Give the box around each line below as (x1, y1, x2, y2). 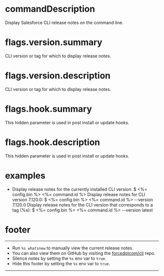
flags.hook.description (5, 137, 100, 148)
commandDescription (5, 3, 95, 15)
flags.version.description (5, 70, 111, 81)
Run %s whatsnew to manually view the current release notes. (12, 245, 134, 251)
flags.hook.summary (5, 104, 92, 115)
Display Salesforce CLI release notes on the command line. (5, 20, 123, 25)
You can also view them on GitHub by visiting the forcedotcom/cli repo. (12, 250, 156, 256)
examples (5, 170, 45, 181)
